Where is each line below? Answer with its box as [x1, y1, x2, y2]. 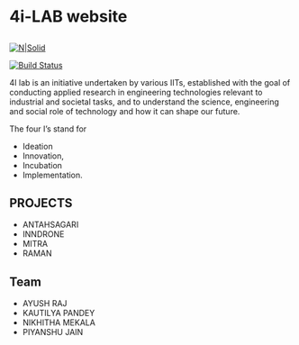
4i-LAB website [9, 6, 128, 27]
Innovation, [22, 150, 65, 161]
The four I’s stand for [9, 123, 87, 134]
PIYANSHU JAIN [22, 327, 84, 338]
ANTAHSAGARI [22, 219, 79, 231]
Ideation [22, 141, 53, 151]
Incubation [22, 159, 63, 170]
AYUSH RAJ [22, 298, 68, 309]
